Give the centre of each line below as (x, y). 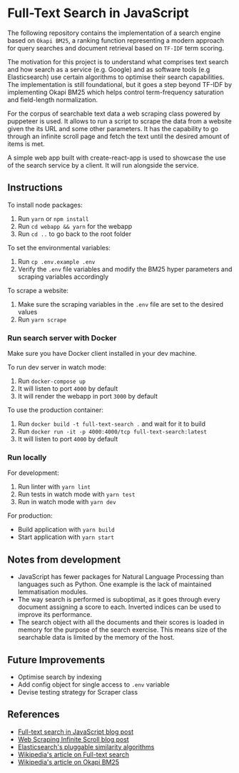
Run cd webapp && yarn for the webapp (75, 226)
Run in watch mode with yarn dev (67, 502)
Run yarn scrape (42, 319)
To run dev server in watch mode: (57, 367)
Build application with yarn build (66, 530)
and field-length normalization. (53, 99)
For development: (33, 473)
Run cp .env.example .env (56, 261)
